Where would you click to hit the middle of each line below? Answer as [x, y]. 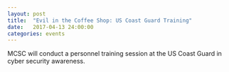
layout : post [27, 14]
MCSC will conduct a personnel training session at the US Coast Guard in [115, 54]
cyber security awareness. [46, 61]
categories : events [36, 34]
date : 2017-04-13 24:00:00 [50, 27]
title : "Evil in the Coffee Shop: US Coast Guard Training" [100, 20]
